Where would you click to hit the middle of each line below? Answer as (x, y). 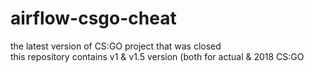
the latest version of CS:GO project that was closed (116, 46)
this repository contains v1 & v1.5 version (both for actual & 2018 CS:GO (157, 56)
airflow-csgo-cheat (93, 18)
